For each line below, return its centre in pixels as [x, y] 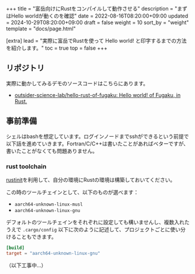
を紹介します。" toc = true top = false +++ [57, 48]
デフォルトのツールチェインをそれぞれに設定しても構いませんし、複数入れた [98, 222]
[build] [15, 248]
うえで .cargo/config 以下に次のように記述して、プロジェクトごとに [88, 229]
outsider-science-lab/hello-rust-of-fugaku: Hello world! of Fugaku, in [97, 95]
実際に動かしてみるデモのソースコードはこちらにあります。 [77, 83]
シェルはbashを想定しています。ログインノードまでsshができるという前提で [97, 136]
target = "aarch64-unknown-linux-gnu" [53, 253]
